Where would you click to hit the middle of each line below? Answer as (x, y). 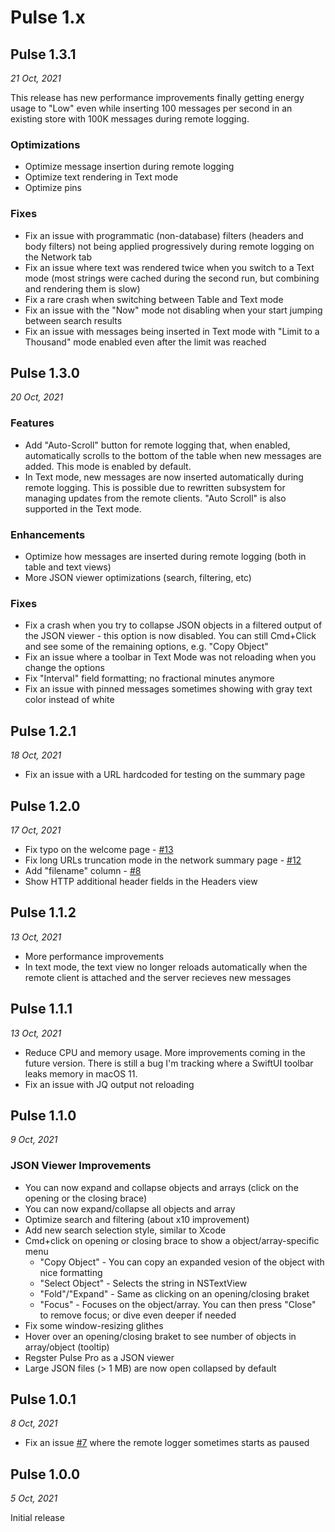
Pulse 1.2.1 (43, 731)
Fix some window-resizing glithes (94, 1325)
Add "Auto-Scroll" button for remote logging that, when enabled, (157, 445)
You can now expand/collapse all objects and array (130, 1208)
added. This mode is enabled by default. (108, 466)
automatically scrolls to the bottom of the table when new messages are (173, 455)
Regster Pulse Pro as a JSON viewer (99, 1357)
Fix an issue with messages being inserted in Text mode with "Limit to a (172, 331)
